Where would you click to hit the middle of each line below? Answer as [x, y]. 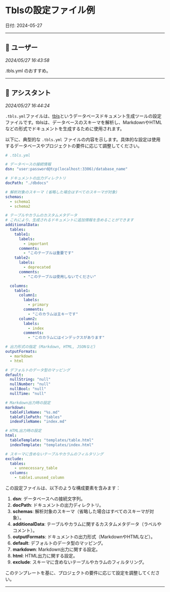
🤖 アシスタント [28, 93]
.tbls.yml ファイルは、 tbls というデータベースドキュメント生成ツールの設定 [83, 116]
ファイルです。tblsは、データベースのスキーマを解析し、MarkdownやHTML [84, 122]
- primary [38, 305]
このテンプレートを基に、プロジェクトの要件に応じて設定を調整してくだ [80, 573]
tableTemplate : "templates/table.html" [52, 440]
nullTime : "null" [28, 394]
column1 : [28, 295]
